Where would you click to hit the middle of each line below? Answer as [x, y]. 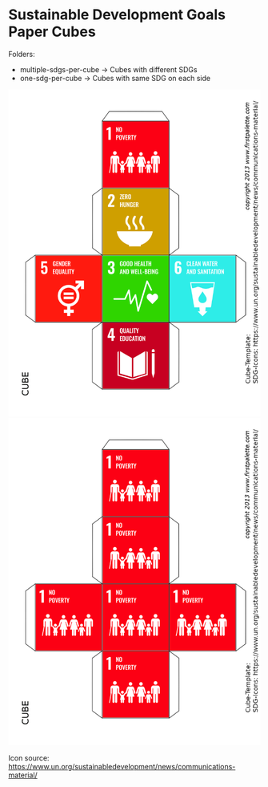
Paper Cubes [52, 32]
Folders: [22, 54]
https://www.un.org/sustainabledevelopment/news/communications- [122, 766]
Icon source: [29, 758]
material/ [23, 775]
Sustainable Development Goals [117, 15]
